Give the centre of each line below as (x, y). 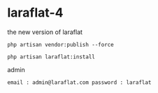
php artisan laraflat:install (51, 57)
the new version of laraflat (45, 32)
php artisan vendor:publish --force (60, 44)
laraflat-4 (35, 13)
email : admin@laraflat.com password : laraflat (79, 82)
